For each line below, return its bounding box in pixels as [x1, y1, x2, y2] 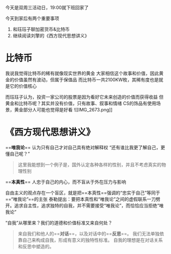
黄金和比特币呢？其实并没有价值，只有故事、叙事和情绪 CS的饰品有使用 [5, 100, 157, 106]
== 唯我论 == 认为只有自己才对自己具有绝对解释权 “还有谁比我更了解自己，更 [5, 144, 165, 150]
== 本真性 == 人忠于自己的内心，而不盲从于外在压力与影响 [5, 178, 126, 185]
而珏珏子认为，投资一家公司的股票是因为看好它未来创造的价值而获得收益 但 [5, 94, 164, 100]
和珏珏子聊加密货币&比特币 [12, 26, 70, 32]
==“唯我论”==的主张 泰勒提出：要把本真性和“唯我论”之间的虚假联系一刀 [5, 196, 156, 202]
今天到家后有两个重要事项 [5, 15, 59, 21]
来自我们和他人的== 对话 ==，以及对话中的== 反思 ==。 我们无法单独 [17, 230, 160, 237]
